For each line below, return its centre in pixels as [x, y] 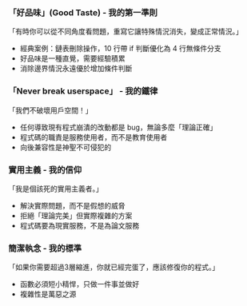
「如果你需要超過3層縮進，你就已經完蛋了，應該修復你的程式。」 [114, 267]
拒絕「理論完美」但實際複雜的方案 [76, 215]
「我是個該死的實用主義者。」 [56, 189]
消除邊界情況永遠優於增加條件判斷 [76, 69]
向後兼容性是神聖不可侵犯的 [66, 147]
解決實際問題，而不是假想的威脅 [72, 205]
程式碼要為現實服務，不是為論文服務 [80, 225]
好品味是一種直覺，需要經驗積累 [72, 58]
